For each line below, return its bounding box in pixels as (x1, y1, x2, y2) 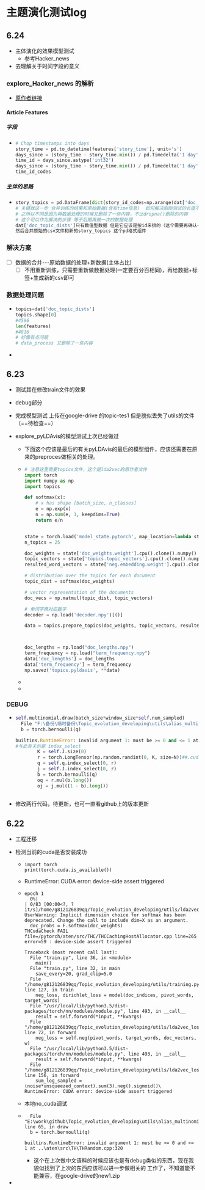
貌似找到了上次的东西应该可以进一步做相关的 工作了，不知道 (33, 1164, 185, 1172)
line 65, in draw (24, 1124, 69, 1130)
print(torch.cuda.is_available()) (24, 867, 112, 874)
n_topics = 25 (24, 539, 60, 546)
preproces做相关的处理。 (35, 453, 99, 460)
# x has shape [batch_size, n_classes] (35, 500, 137, 506)
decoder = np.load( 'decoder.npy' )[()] (24, 611, 123, 618)
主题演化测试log (6, 5, 87, 20)
